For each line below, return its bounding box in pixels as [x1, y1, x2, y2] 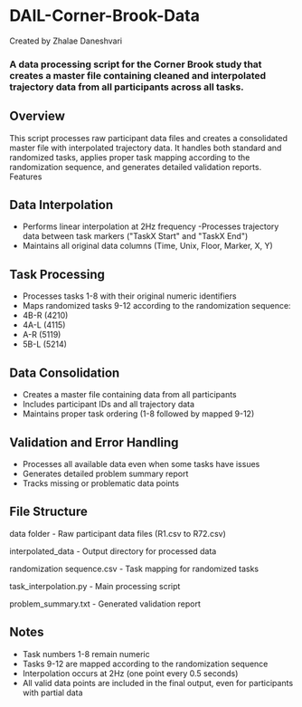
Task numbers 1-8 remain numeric [22, 648, 151, 659]
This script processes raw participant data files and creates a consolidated [9, 132, 288, 143]
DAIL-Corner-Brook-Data [9, 5, 201, 26]
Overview [9, 109, 66, 124]
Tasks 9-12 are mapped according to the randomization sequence [22, 658, 269, 669]
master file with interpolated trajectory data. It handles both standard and [9, 142, 282, 153]
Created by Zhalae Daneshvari [9, 35, 123, 46]
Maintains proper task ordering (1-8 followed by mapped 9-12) [22, 408, 255, 419]
